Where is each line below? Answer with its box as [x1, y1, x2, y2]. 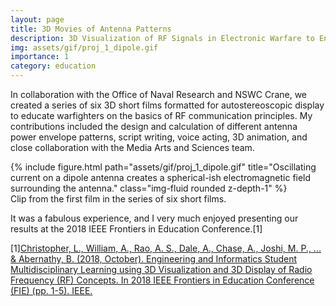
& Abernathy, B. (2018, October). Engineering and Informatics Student [10, 253, 298, 265]
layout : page [10, 14, 65, 25]
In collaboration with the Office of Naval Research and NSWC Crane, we [10, 89, 308, 100]
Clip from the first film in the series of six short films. [10, 193, 227, 205]
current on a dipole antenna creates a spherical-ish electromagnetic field [10, 172, 312, 183]
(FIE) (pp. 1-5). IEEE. [10, 285, 93, 296]
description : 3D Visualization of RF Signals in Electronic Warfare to [10, 33, 315, 43]
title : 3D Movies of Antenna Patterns [10, 24, 172, 34]
